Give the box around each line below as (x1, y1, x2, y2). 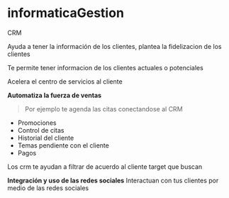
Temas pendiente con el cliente (17, 141, 110, 150)
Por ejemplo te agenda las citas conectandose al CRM (24, 104, 183, 113)
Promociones (17, 119, 57, 127)
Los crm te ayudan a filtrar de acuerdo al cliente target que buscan (7, 162, 203, 171)
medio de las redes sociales (7, 183, 89, 192)
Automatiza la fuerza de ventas (7, 91, 101, 99)
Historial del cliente (17, 133, 74, 142)
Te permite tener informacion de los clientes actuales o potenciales (7, 63, 203, 72)
